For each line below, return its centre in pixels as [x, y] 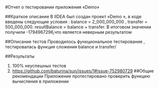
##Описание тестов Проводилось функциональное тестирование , [75, 42]
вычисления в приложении [40, 81]
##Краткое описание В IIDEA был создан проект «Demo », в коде [73, 16]
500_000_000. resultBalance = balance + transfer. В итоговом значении [78, 27]
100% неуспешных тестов [39, 66]
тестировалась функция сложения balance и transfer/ [61, 47]
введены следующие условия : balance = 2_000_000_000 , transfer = [76, 22]
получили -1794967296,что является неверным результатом [68, 32]
